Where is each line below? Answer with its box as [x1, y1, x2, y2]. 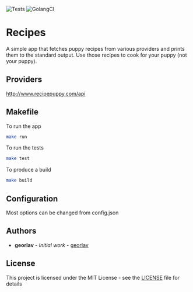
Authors [6, 226, 37, 236]
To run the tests [6, 144, 44, 151]
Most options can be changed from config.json [6, 209, 119, 216]
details [6, 280, 22, 287]
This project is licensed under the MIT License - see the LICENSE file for [6, 274, 180, 281]
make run [6, 134, 27, 140]
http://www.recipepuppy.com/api [6, 90, 86, 97]
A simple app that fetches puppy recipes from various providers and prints [6, 45, 185, 52]
